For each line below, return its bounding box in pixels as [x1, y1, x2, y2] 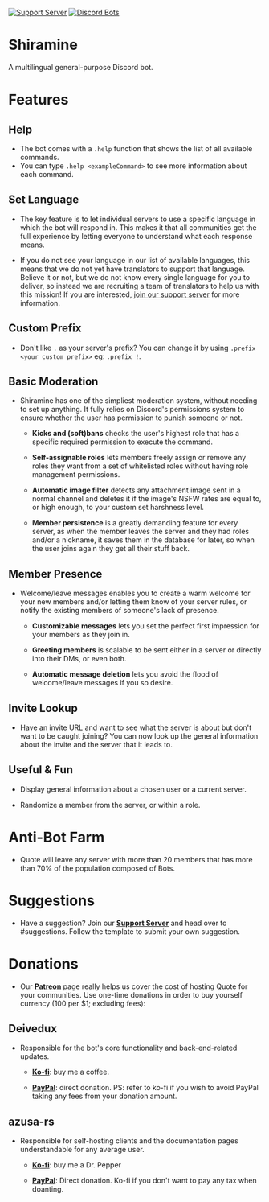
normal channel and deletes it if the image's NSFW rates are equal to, [31, 494, 262, 504]
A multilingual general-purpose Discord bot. [8, 62, 154, 72]
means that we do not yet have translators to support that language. [19, 264, 245, 274]
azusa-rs [8, 1114, 55, 1128]
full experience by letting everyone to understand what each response [19, 231, 253, 241]
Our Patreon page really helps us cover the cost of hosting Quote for [19, 982, 248, 991]
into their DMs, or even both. [31, 654, 127, 664]
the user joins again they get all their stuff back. [31, 544, 190, 554]
